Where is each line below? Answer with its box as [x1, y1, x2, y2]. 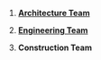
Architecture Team [17, 8, 90, 18]
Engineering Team [17, 25, 88, 35]
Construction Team [17, 42, 93, 53]
